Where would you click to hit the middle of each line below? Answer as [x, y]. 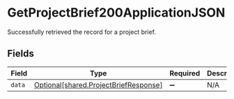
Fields [21, 54]
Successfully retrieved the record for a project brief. [82, 32]
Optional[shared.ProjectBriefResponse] [98, 84]
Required [185, 73]
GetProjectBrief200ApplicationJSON [116, 13]
